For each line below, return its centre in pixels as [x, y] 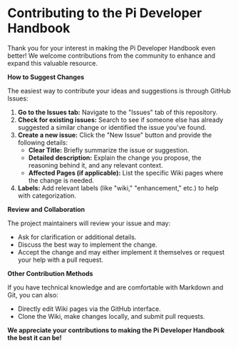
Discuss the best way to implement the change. [88, 245]
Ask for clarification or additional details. [77, 237]
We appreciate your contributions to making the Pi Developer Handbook [116, 330]
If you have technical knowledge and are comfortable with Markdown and [115, 287]
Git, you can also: [33, 295]
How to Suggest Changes [46, 77]
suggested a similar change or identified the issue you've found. [112, 127]
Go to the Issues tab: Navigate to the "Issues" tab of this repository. [118, 112]
